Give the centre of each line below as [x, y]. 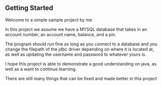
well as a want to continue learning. [41, 69]
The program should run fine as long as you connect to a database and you [81, 44]
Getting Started [29, 8]
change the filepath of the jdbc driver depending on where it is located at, [80, 49]
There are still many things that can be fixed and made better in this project [81, 78]
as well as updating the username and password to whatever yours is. [76, 54]
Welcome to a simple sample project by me [49, 20]
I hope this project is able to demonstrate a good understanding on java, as [81, 64]
